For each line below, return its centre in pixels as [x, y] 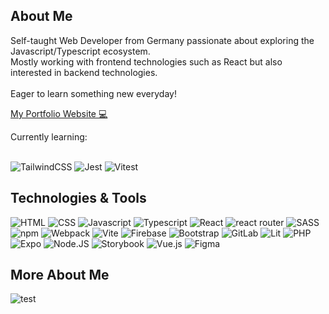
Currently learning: [49, 136]
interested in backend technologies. [84, 72]
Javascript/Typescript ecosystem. [80, 51]
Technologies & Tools [78, 198]
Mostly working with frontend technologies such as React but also [146, 61]
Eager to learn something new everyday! [93, 93]
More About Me [60, 275]
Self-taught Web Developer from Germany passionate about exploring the [162, 40]
